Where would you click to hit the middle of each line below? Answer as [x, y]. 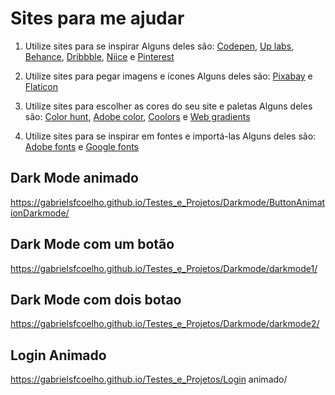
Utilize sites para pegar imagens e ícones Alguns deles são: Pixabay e [168, 76]
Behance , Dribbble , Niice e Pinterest [99, 56]
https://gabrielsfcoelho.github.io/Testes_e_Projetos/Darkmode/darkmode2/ [165, 324]
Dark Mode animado [74, 178]
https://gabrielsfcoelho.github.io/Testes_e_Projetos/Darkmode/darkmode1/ [164, 268]
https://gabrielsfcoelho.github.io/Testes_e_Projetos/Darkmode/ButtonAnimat [168, 202]
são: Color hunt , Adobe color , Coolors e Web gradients [137, 116]
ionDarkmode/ [40, 213]
